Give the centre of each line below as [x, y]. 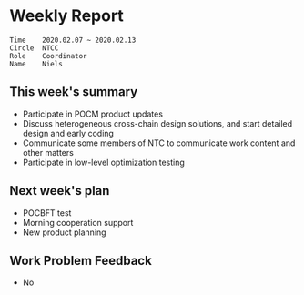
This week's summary [74, 92]
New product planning [64, 232]
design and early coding [68, 133]
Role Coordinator [49, 56]
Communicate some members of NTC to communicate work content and [159, 143]
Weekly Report [67, 16]
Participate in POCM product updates [93, 114]
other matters [48, 152]
